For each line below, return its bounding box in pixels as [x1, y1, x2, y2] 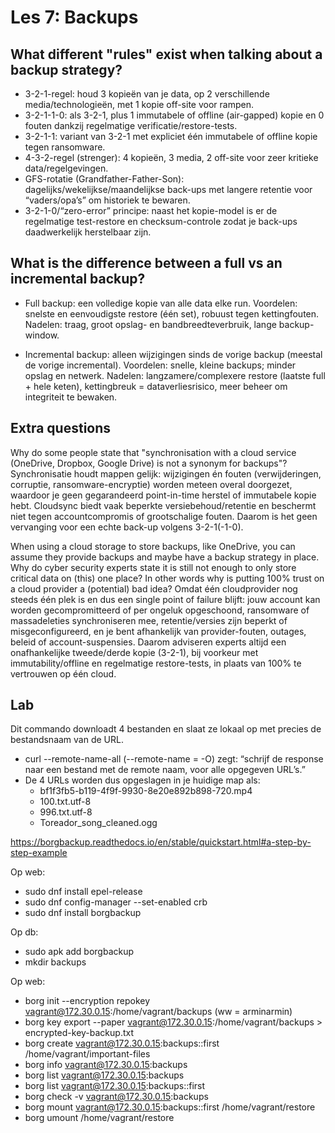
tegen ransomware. [24, 141, 106, 153]
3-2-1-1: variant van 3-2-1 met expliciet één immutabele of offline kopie [24, 131, 318, 142]
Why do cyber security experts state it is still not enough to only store [10, 561, 297, 573]
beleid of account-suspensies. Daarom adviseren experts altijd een [10, 636, 287, 648]
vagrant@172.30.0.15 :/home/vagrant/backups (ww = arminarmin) [24, 1006, 293, 1018]
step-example [10, 847, 68, 859]
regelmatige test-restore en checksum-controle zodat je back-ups [24, 216, 298, 227]
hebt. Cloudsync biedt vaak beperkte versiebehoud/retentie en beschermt [10, 499, 317, 511]
